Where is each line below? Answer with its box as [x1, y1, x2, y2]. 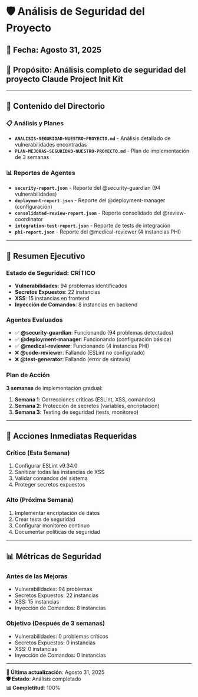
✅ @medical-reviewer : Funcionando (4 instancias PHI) [14, 342, 150, 349]
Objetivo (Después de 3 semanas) [6, 619, 105, 627]
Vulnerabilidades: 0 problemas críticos [14, 633, 108, 640]
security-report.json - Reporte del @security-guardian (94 [14, 184, 161, 192]
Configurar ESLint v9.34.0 [14, 462, 78, 469]
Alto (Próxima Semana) [6, 496, 74, 504]
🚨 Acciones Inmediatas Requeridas [6, 431, 137, 441]
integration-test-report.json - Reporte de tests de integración [14, 222, 171, 229]
